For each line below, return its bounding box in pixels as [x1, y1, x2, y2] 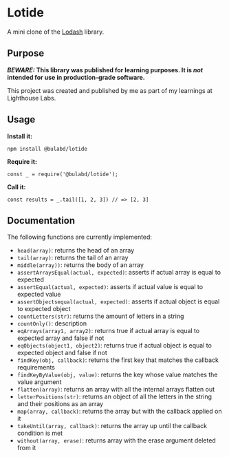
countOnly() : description [17, 319, 87, 328]
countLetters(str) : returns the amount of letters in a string [17, 312, 184, 321]
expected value [17, 290, 61, 299]
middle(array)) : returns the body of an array [17, 261, 144, 269]
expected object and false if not [17, 349, 108, 357]
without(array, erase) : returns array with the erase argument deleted [17, 436, 217, 445]
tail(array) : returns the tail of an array [17, 253, 129, 262]
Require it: [7, 157, 38, 166]
